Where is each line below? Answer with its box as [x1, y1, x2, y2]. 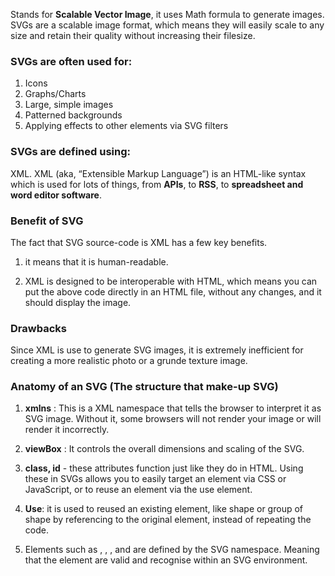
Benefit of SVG [10, 214, 84, 228]
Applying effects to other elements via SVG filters [24, 120, 229, 132]
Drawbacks [10, 321, 67, 335]
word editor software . [10, 189, 102, 201]
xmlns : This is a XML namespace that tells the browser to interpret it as [24, 402, 322, 414]
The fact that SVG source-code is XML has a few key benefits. [10, 236, 268, 248]
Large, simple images [24, 99, 114, 111]
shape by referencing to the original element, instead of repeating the [24, 514, 312, 526]
